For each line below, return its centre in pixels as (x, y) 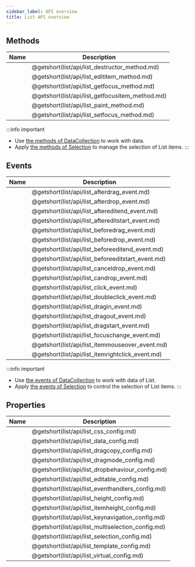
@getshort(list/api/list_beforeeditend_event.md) (97, 249)
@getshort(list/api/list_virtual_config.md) (88, 555)
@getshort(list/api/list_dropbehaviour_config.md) (99, 469)
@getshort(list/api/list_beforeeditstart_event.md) (99, 259)
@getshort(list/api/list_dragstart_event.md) (91, 326)
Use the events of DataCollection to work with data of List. (85, 380)
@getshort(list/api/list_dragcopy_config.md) (92, 450)
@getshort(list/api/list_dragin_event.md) (87, 307)
